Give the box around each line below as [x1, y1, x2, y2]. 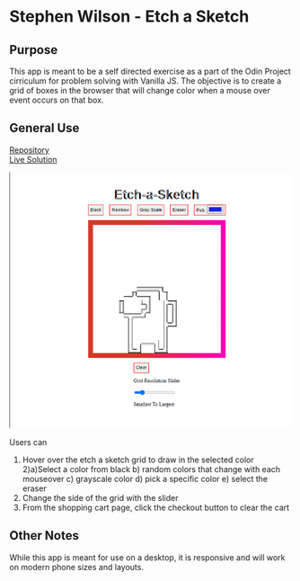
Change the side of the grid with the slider [22, 492, 179, 503]
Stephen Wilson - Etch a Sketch [9, 6, 250, 27]
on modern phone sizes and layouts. [9, 561, 144, 572]
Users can [9, 436, 48, 447]
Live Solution [9, 154, 57, 165]
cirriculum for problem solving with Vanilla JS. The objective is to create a [9, 76, 282, 86]
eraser [22, 483, 47, 494]
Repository [9, 144, 49, 155]
